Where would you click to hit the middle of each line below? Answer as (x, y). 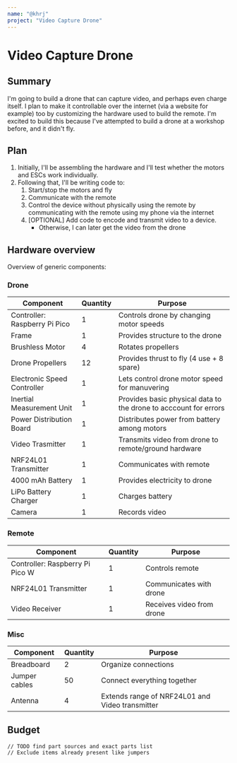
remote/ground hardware (160, 449)
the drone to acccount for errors (171, 408)
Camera (24, 512)
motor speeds (141, 324)
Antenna (25, 701)
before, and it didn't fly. (41, 129)
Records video (142, 512)
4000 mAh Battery (42, 480)
